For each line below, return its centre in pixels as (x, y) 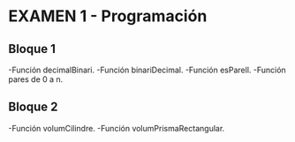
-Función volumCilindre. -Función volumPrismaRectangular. (117, 128)
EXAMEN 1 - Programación (108, 16)
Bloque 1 (32, 49)
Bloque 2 (33, 107)
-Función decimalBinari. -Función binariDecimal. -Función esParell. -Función (147, 70)
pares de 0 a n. (36, 79)
